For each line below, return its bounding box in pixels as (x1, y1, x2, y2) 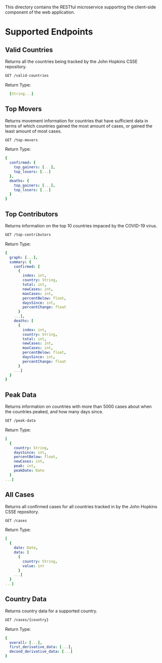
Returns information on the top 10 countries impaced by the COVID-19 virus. (5, 223, 158, 228)
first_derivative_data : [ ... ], (9, 645, 73, 649)
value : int (22, 563, 45, 569)
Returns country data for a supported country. (5, 608, 97, 614)
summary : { (9, 259, 32, 264)
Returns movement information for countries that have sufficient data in (5, 118, 148, 124)
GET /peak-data (5, 418, 36, 423)
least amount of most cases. (5, 128, 62, 134)
